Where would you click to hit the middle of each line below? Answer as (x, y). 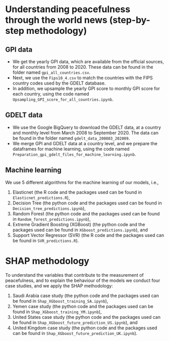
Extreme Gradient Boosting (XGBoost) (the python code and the (79, 224)
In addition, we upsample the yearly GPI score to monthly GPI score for (86, 89)
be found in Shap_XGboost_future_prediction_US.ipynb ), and (75, 322)
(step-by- (130, 20)
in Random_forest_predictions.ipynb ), (51, 219)
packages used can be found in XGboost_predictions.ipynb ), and (80, 230)
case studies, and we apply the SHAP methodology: (59, 286)
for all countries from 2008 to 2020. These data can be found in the (83, 67)
